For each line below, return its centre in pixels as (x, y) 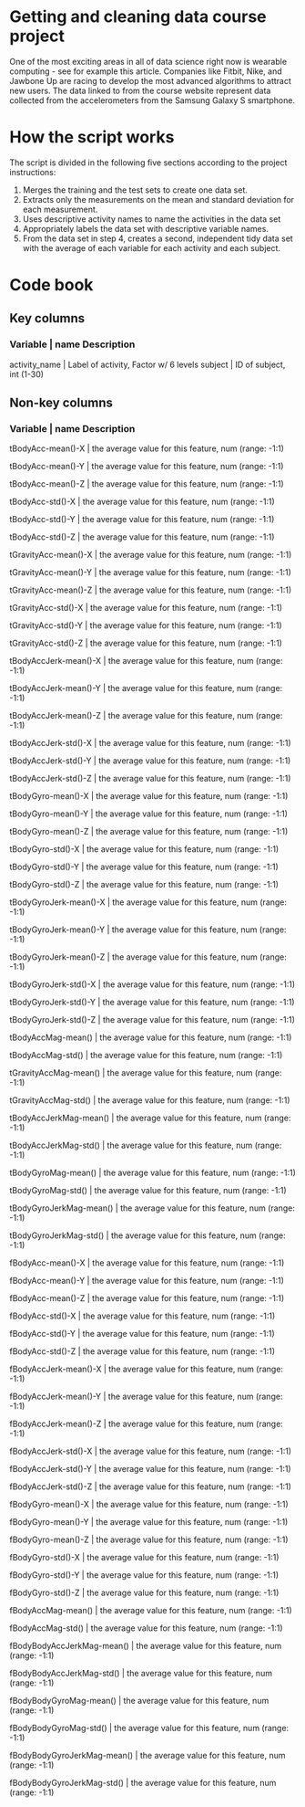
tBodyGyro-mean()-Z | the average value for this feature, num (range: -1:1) (149, 832)
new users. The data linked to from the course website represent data (140, 90)
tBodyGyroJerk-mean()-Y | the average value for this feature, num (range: (148, 930)
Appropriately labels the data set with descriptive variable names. (145, 228)
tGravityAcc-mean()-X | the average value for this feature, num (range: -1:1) (151, 555)
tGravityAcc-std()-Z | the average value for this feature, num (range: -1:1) (146, 643)
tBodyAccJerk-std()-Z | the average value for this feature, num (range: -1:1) (150, 779)
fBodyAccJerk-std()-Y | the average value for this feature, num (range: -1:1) (150, 1469)
